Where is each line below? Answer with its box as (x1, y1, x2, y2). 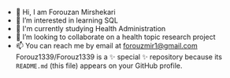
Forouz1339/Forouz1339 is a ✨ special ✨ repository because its (15, 52, 223, 62)
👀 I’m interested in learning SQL (15, 16, 118, 25)
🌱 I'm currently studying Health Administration (15, 24, 166, 33)
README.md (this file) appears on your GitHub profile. (15, 61, 183, 70)
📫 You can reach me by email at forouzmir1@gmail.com (15, 41, 198, 50)
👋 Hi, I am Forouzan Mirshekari (15, 8, 116, 16)
